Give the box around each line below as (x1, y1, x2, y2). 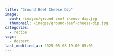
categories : (5, 25, 29, 30)
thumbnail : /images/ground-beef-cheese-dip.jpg (9, 20, 109, 26)
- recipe (9, 30, 27, 35)
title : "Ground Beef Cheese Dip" (5, 7, 73, 12)
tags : (5, 35, 16, 39)
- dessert (9, 39, 29, 44)
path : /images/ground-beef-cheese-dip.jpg (9, 16, 97, 21)
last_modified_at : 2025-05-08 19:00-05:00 (5, 43, 93, 48)
